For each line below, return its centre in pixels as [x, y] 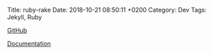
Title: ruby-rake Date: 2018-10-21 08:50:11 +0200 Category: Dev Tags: [107, 10]
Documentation [29, 43]
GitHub [17, 30]
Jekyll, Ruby [25, 17]
